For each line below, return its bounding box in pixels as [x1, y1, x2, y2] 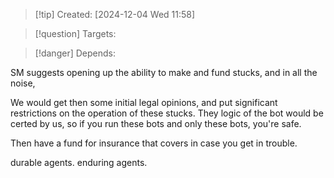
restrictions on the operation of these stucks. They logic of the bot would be [10, 107, 324, 119]
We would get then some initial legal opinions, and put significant [10, 97, 278, 108]
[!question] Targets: [34, 28, 117, 39]
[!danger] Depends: [34, 47, 116, 59]
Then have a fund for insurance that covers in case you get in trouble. [10, 137, 298, 149]
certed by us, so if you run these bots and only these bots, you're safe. [10, 118, 302, 129]
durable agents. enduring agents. [10, 157, 148, 168]
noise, [10, 77, 36, 89]
